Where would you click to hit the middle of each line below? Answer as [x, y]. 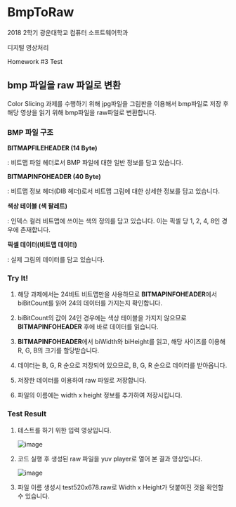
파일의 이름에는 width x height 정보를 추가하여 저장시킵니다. [100, 395]
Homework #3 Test [35, 61]
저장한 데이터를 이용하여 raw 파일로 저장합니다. [82, 381]
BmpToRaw [41, 12]
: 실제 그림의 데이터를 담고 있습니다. [56, 260]
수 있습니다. [34, 496]
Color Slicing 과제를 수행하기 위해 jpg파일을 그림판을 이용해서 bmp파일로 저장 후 [118, 103]
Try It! [18, 278]
